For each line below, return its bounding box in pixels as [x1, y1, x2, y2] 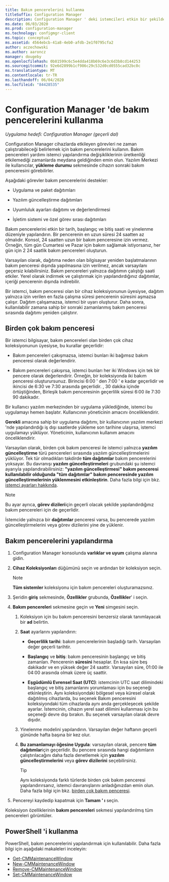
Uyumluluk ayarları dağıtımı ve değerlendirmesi [12, 207, 111, 213]
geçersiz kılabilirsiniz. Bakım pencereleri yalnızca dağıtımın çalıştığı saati [5, 267, 155, 274]
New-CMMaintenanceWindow [12, 861, 75, 867]
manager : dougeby [5, 54, 42, 59]
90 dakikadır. [12, 394, 40, 400]
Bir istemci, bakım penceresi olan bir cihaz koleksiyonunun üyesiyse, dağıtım [5, 288, 164, 294]
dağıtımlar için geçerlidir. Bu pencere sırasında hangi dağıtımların [20, 747, 154, 753]
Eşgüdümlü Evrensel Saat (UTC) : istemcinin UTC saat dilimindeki [27, 679, 163, 685]
